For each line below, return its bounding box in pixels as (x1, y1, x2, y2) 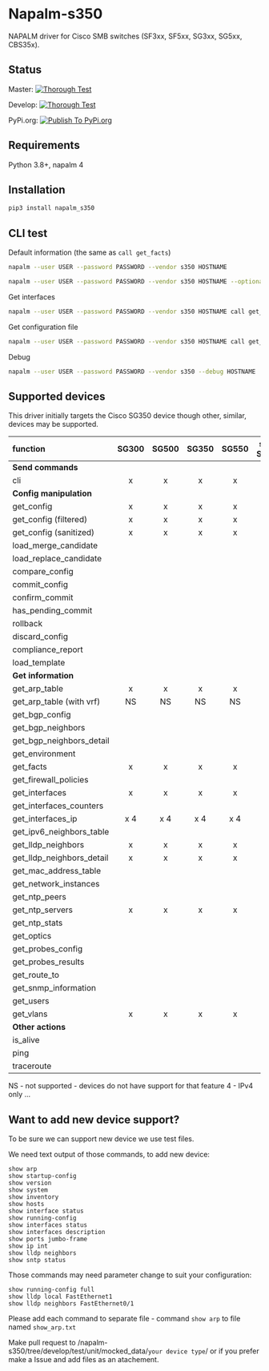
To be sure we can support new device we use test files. (8, 1134, 195, 1144)
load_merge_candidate (12, 540, 98, 551)
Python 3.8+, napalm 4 (8, 159, 84, 169)
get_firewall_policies (12, 774, 89, 786)
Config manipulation (12, 488, 92, 499)
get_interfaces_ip (12, 814, 78, 825)
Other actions (12, 1022, 66, 1033)
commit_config (12, 579, 68, 590)
